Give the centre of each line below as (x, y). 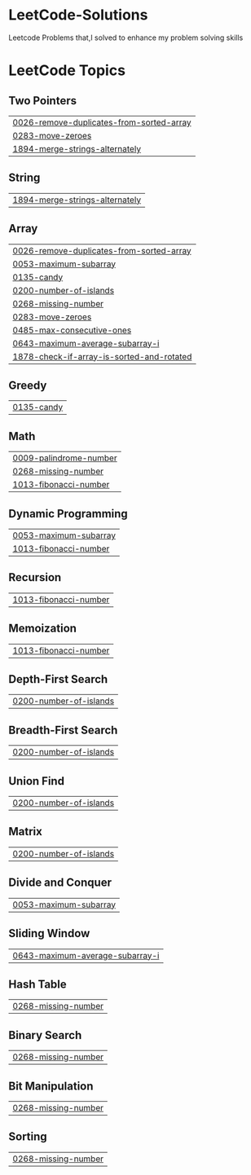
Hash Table (37, 984)
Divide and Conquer (60, 883)
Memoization (43, 629)
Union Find (37, 781)
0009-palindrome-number (65, 458)
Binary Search (45, 1035)
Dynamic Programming (68, 514)
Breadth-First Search (63, 730)
